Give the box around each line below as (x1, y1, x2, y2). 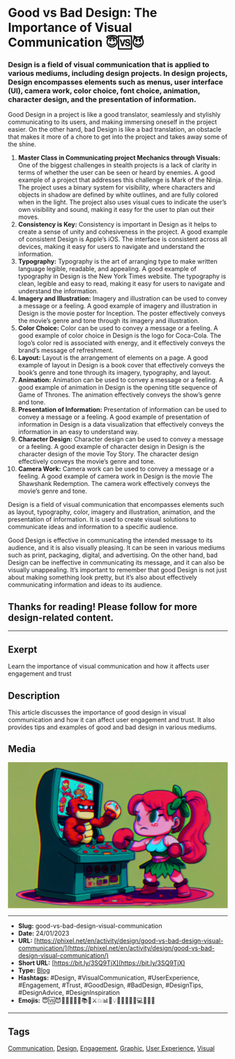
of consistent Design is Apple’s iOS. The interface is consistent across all (17, 235, 227, 243)
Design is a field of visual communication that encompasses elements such (8, 501, 225, 509)
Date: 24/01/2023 (17, 929, 70, 938)
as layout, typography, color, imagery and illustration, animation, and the (8, 508, 215, 517)
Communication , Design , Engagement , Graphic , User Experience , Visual (8, 1044, 215, 1053)
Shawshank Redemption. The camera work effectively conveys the (17, 480, 211, 488)
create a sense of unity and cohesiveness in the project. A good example (17, 228, 228, 236)
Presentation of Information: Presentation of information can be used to (17, 406, 227, 414)
